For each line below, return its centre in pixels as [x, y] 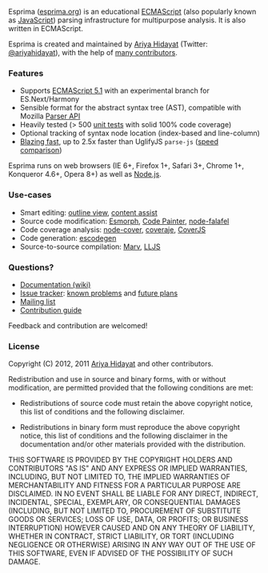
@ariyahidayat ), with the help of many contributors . [93, 52]
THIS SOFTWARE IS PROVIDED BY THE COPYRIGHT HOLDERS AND [121, 460]
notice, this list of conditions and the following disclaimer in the [124, 436]
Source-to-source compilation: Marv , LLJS [90, 246]
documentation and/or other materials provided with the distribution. [132, 444]
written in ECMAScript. [46, 28]
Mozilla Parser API [50, 116]
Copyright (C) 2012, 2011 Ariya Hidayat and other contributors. [111, 364]
